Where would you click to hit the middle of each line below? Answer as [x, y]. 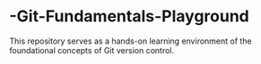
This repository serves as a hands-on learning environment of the [131, 41]
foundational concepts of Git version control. [92, 50]
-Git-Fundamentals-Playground [129, 16]
